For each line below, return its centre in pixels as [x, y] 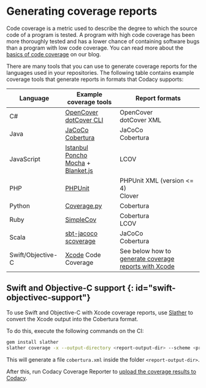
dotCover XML [140, 120]
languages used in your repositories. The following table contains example [100, 72]
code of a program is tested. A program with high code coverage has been [101, 34]
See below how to [145, 251]
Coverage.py [84, 205]
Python [20, 205]
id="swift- [156, 288]
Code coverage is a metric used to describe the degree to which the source [102, 28]
